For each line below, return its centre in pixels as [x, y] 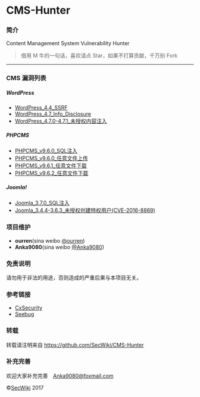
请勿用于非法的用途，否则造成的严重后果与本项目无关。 [74, 277]
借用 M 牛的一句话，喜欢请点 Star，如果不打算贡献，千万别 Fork [99, 56]
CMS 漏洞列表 [26, 78]
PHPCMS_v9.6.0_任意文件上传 [51, 158]
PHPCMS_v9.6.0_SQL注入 [46, 151]
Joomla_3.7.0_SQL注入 [42, 203]
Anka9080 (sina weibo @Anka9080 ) [60, 247]
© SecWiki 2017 [25, 387]
